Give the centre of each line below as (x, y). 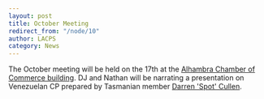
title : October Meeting (49, 24)
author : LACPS (32, 39)
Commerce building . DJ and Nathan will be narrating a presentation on (126, 78)
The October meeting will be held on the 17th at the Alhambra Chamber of (132, 69)
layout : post (30, 16)
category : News (34, 46)
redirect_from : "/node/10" (54, 31)
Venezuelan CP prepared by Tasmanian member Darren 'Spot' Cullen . (125, 87)
